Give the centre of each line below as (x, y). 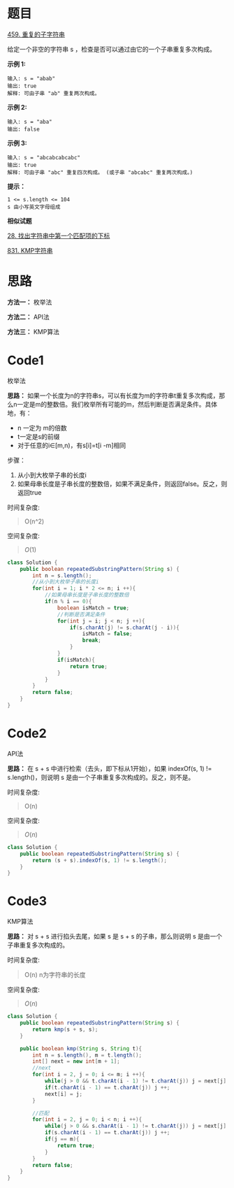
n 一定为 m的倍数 (42, 428)
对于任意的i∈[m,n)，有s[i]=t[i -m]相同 (72, 445)
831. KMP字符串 (30, 250)
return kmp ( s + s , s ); (65, 1029)
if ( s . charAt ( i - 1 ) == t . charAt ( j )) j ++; (107, 1133)
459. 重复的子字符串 (36, 34)
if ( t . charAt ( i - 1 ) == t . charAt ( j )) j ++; (107, 1087)
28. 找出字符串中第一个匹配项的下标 (59, 236)
